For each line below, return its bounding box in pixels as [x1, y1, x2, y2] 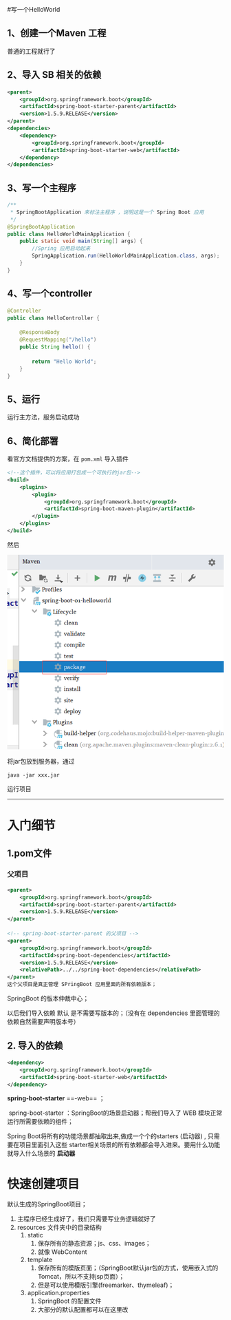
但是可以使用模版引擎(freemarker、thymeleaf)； [37, 1281, 175, 1289]
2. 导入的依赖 [7, 1040, 63, 1051]
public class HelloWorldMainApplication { [7, 231, 131, 238]
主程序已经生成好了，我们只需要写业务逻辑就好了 [16, 1215, 156, 1223]
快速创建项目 [7, 1176, 80, 1192]
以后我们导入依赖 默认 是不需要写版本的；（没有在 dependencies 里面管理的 [7, 1009, 220, 1017]
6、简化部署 [7, 435, 58, 447]
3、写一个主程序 [7, 182, 77, 193]
